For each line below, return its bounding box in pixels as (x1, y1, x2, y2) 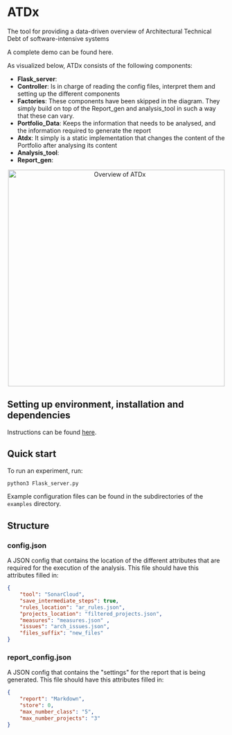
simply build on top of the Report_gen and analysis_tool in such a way (17, 104, 216, 112)
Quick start (7, 448, 57, 460)
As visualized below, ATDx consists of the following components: (7, 61, 193, 69)
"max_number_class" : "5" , (19, 708, 95, 715)
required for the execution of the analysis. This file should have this (7, 564, 199, 572)
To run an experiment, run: (7, 466, 83, 475)
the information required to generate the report (17, 126, 151, 135)
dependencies (7, 410, 71, 422)
